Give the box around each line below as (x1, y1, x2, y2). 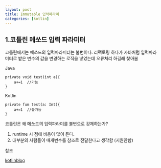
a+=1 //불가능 (14, 107, 42, 112)
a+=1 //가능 (14, 80, 38, 85)
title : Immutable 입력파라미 (5, 12, 60, 17)
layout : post (5, 7, 32, 12)
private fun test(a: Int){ (5, 102, 60, 107)
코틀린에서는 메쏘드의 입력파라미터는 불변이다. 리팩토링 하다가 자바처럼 (5, 49, 140, 55)
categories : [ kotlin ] (5, 16, 49, 21)
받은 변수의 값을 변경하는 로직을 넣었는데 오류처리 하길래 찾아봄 (18, 56, 138, 62)
